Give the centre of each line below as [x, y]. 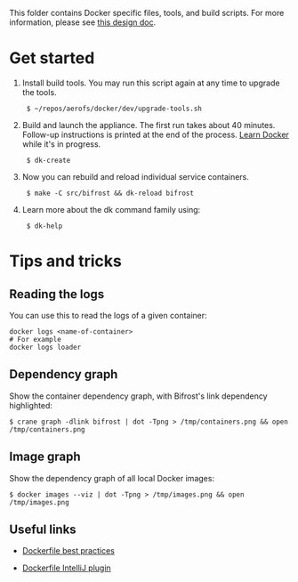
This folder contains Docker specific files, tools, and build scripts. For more [147, 13]
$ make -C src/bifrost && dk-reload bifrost [110, 193]
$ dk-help [44, 226]
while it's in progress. [61, 144]
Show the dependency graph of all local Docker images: [112, 478]
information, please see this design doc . [83, 22]
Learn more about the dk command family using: [111, 209]
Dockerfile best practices [68, 551]
